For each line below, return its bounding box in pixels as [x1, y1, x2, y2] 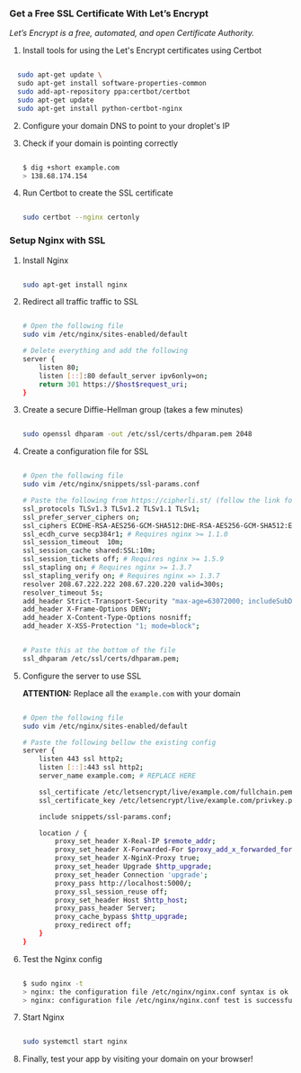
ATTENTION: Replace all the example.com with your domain [22, 687, 241, 698]
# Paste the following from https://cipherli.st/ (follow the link [22, 496, 280, 505]
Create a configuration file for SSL [22, 446, 149, 457]
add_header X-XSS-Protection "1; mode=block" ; [22, 622, 200, 631]
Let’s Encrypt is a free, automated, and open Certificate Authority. [9, 28, 254, 39]
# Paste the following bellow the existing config [22, 738, 217, 747]
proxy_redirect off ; [55, 921, 132, 930]
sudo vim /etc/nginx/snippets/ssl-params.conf [22, 480, 200, 489]
